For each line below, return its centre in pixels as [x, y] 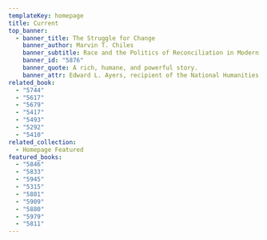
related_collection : [43, 142]
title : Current [34, 23]
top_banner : [28, 30]
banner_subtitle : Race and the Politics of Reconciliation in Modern [141, 53]
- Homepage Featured [50, 150]
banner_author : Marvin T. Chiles [78, 46]
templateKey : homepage [46, 16]
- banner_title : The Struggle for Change [86, 38]
